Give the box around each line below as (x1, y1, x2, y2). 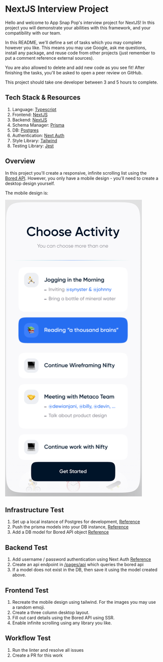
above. (12, 572, 26, 578)
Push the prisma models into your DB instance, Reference (12, 524, 129, 530)
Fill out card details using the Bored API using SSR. (12, 615, 115, 620)
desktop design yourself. (5, 180, 55, 186)
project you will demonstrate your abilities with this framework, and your (5, 24, 151, 30)
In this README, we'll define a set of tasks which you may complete (5, 39, 142, 45)
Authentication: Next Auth (12, 132, 65, 138)
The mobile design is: (5, 190, 48, 196)
